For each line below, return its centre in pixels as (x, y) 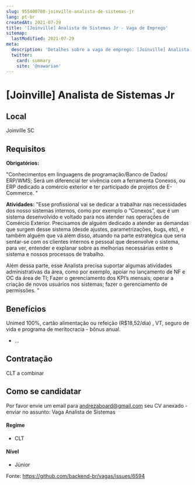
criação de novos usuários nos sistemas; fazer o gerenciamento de (87, 284)
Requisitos (26, 149)
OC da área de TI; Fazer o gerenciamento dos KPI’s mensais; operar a (90, 278)
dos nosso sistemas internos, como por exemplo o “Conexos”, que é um (93, 211)
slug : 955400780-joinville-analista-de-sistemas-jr (70, 11)
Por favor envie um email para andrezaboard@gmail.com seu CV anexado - (97, 405)
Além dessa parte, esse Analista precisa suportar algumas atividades (89, 266)
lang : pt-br (20, 17)
